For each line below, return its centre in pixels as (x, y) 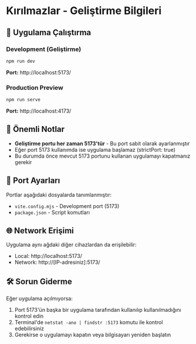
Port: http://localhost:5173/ (39, 72)
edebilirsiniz (29, 329)
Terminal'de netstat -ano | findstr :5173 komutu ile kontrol (89, 322)
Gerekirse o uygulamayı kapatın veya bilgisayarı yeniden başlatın (93, 335)
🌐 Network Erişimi (40, 231)
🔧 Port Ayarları (33, 181)
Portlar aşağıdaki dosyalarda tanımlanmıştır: (59, 195)
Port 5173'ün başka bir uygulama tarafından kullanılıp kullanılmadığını (98, 310)
